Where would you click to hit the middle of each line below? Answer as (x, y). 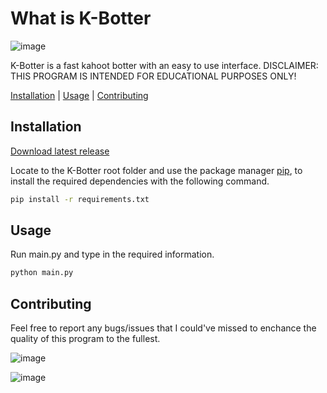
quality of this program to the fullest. (85, 339)
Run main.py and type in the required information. (112, 254)
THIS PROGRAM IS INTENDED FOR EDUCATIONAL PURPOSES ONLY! (153, 76)
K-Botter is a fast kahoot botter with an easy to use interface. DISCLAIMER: (164, 65)
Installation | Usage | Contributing (79, 95)
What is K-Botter (81, 18)
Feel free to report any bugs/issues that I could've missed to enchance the (163, 328)
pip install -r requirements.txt (80, 199)
